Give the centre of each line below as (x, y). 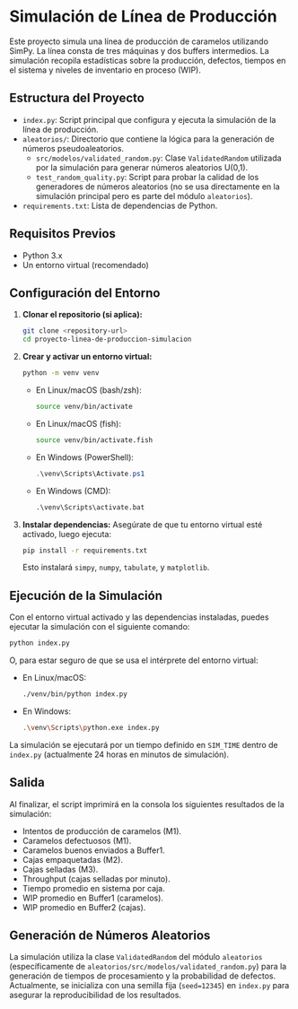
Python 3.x (42, 255)
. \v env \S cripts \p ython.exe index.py (91, 727)
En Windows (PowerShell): (85, 457)
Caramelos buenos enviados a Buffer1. (94, 850)
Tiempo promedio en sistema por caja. (93, 888)
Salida (27, 783)
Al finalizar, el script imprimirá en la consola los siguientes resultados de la (147, 804)
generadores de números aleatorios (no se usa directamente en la (158, 187)
